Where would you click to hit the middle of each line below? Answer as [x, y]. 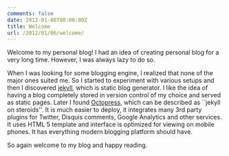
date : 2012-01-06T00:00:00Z [47, 20]
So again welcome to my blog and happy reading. [77, 145]
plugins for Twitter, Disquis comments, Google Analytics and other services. [115, 117]
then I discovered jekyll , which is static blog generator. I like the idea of [108, 88]
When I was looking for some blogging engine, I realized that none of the [110, 73]
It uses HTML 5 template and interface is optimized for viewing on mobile [111, 124]
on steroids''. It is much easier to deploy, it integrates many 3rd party [105, 110]
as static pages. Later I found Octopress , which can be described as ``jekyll [114, 103]
